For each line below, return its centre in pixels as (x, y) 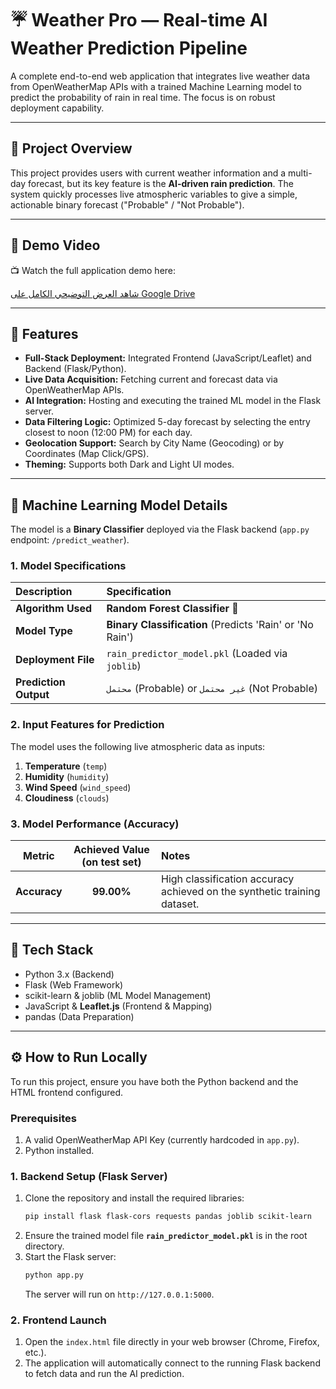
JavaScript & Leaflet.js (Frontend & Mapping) (118, 1006)
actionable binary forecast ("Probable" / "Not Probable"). (127, 204)
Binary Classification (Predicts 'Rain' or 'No (210, 625)
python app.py (54, 1275)
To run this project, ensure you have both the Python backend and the (154, 1081)
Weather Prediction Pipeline (129, 48)
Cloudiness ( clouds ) (67, 798)
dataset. (180, 904)
